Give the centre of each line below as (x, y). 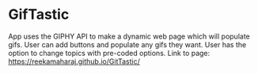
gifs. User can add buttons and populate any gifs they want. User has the (127, 44)
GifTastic (39, 15)
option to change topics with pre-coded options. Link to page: (109, 53)
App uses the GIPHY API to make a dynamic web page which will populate (129, 36)
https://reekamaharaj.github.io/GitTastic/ (74, 61)
